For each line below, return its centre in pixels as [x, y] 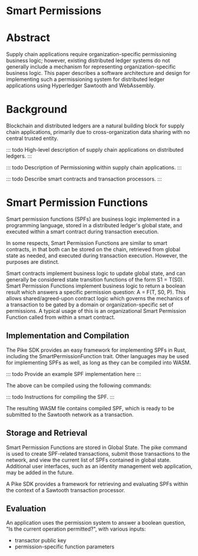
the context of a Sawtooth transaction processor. [66, 490]
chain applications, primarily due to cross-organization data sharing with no [98, 132]
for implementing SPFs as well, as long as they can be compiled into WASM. [99, 362]
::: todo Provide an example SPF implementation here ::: [74, 374]
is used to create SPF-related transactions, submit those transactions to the [98, 453]
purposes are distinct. [33, 262]
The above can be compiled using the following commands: [79, 385]
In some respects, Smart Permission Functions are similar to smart [87, 243]
